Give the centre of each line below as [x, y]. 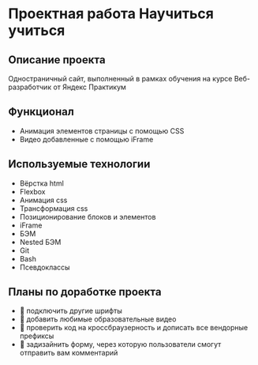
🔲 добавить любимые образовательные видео [98, 319]
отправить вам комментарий [69, 353]
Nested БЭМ [40, 242]
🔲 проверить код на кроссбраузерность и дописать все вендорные [134, 328]
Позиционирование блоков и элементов [88, 216]
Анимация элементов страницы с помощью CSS [102, 130]
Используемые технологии [79, 164]
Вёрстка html [42, 183]
